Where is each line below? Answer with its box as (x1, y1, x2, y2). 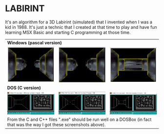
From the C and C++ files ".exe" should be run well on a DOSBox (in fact (7, 116, 152, 122)
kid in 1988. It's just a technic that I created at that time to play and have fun (5, 24, 157, 30)
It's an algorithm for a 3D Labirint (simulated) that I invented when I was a (5, 19, 153, 25)
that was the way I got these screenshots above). (7, 122, 106, 128)
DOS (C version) (7, 85, 41, 91)
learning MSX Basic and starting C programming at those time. (5, 29, 131, 35)
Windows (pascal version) (7, 39, 62, 45)
